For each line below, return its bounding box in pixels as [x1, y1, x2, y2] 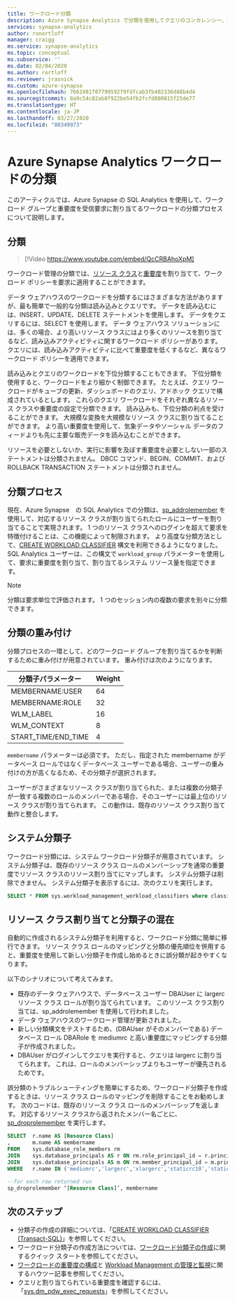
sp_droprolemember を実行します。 [7, 1119, 110, 1127]
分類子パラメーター [18, 674, 82, 684]
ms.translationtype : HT [7, 102, 77, 109]
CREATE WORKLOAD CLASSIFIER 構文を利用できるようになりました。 [19, 541, 222, 550]
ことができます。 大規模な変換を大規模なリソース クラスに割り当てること [13, 413, 225, 422]
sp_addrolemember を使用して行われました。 [41, 1007, 173, 1016]
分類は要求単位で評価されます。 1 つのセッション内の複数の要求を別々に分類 [7, 596, 227, 604]
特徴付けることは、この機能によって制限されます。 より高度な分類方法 [7, 532, 211, 540]
